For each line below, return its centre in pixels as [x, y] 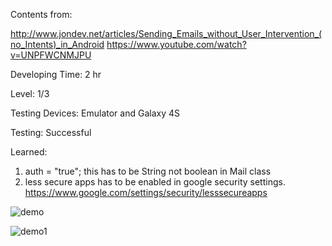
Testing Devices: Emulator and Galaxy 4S [95, 113]
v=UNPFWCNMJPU [51, 55]
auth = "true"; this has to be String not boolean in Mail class [148, 171]
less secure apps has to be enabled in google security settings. [155, 182]
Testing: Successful [51, 132]
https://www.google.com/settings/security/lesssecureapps [146, 192]
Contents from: [41, 14]
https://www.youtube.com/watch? [176, 44]
